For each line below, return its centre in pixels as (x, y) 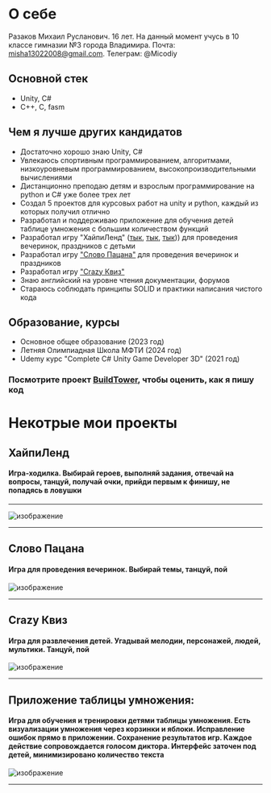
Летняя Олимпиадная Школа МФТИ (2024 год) (101, 351)
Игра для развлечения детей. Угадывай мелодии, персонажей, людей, (134, 641)
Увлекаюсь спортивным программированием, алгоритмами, (126, 160)
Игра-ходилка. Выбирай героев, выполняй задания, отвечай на (121, 473)
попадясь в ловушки (45, 490)
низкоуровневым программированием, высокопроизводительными (138, 168)
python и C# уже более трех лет (75, 194)
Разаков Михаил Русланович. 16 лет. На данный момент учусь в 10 (124, 36)
